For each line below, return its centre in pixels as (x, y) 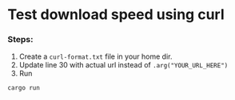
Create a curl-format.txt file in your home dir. (96, 56)
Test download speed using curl (116, 15)
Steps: (20, 40)
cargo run (24, 88)
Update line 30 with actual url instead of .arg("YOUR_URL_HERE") (123, 65)
